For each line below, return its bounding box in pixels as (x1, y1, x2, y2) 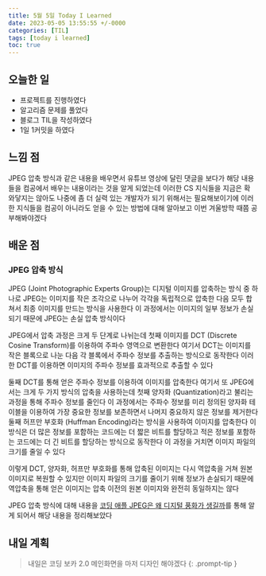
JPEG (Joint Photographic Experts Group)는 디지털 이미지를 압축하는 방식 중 (8, 284, 250, 294)
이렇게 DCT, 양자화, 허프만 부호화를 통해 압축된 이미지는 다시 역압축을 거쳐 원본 (8, 464, 253, 473)
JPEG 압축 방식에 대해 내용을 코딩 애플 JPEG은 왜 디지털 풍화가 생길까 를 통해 (8, 500, 247, 510)
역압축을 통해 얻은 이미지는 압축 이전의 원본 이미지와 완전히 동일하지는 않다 (8, 484, 240, 493)
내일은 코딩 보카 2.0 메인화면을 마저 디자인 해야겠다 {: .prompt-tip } (27, 558, 237, 569)
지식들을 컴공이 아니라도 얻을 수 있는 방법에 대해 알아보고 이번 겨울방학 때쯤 (16, 203, 250, 212)
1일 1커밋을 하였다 (19, 125, 75, 134)
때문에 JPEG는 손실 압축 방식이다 (22, 313, 125, 323)
